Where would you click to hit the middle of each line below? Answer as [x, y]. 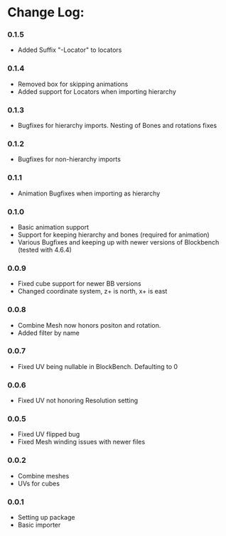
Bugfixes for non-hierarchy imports [69, 159]
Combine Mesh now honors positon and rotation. [89, 325]
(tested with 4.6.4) [45, 250]
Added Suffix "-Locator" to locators [70, 50]
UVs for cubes [39, 483]
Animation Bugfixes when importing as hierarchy [89, 193]
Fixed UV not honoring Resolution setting [78, 401]
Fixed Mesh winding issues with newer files [81, 442]
